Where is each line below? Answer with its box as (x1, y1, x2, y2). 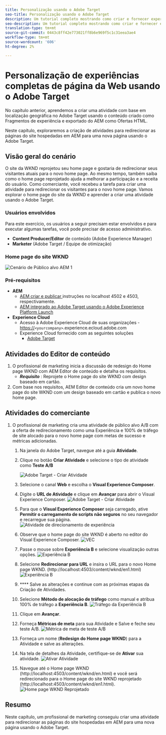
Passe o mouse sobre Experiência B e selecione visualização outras (19, 546, 159, 552)
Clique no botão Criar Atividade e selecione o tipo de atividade (19, 457, 149, 463)
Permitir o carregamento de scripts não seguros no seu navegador (19, 511, 158, 517)
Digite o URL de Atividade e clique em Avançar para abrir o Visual (19, 491, 155, 497)
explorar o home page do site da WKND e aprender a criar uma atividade (5, 192, 154, 198)
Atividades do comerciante (5, 409, 90, 417)
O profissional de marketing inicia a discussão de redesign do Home (12, 363, 152, 369)
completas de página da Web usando (5, 80, 161, 92)
